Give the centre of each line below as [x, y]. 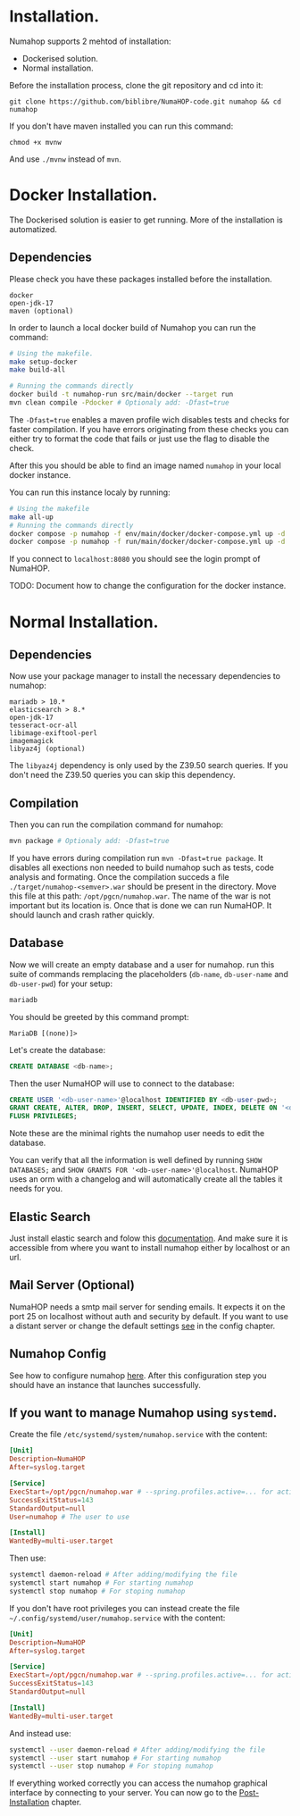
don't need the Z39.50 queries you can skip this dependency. [122, 775]
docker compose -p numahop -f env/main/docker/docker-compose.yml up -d [147, 533]
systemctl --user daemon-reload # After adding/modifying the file [137, 1749]
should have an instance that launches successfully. [105, 1385]
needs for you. [36, 1189]
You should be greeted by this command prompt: [99, 1017]
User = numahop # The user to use [69, 1517]
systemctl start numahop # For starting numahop [101, 1583]
